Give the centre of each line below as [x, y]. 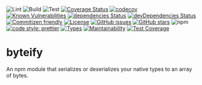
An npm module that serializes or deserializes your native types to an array [99, 69]
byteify [25, 52]
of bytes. [17, 75]
